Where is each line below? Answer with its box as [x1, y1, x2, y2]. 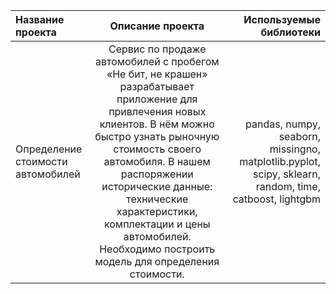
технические [126, 192, 189, 206]
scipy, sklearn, [252, 167, 321, 181]
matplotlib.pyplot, [239, 155, 321, 168]
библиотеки [260, 25, 321, 39]
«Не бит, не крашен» [106, 67, 208, 81]
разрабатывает [119, 80, 195, 93]
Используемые [243, 13, 321, 26]
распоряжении [120, 167, 194, 181]
